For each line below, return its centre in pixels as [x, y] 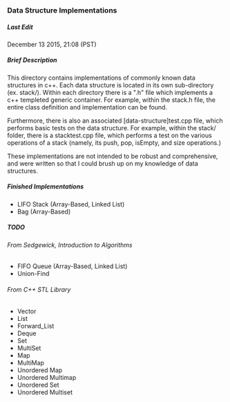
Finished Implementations [46, 186]
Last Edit [20, 27]
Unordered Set [38, 385]
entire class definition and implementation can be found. [87, 107]
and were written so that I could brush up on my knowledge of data [103, 163]
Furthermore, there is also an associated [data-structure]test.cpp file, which [115, 121]
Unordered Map [40, 370]
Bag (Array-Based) [44, 211]
